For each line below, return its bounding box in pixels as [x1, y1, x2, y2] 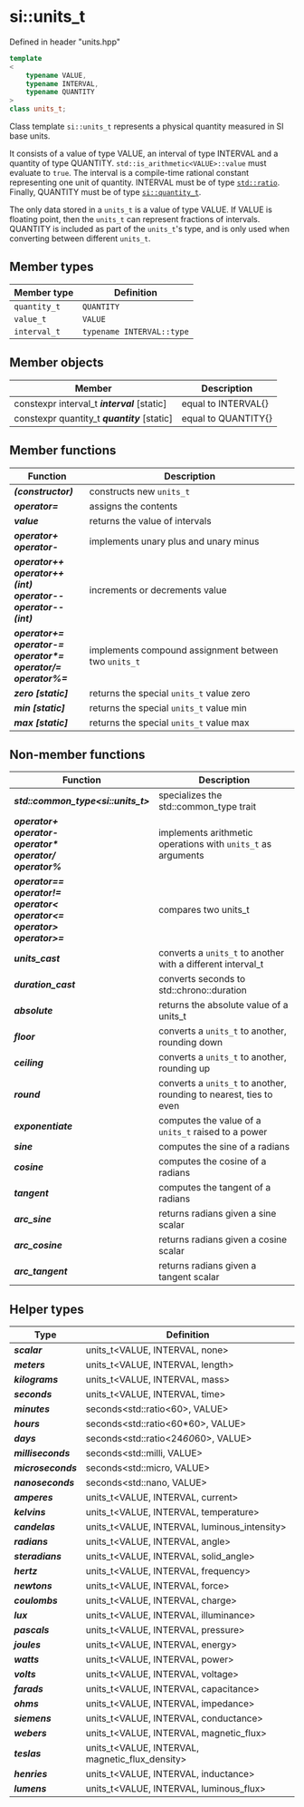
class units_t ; [9, 104, 67, 114]
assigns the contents [89, 500, 178, 512]
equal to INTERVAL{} [181, 397, 269, 410]
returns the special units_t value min [89, 701, 247, 714]
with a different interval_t [157, 958, 264, 971]
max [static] [14, 716, 69, 729]
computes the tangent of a [157, 1181, 271, 1194]
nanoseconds [14, 1476, 75, 1489]
